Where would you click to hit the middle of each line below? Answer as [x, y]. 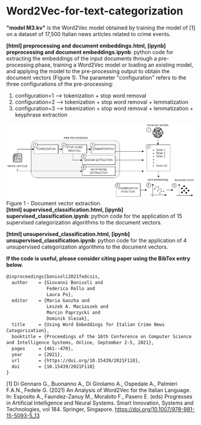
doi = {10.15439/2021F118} [53, 366]
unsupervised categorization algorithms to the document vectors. [87, 247]
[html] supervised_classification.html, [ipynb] [65, 209]
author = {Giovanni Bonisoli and [57, 282]
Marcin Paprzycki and [73, 312]
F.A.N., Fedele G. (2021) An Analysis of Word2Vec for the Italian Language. [98, 390]
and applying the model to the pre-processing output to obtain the [88, 71]
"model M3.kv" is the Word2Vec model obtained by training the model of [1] [101, 28]
